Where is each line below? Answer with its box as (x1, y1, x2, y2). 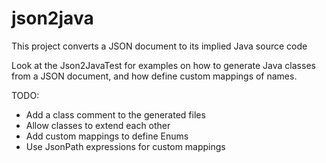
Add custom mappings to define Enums (25, 130, 189, 142)
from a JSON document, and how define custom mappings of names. (11, 70, 298, 82)
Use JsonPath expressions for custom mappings (25, 140, 226, 152)
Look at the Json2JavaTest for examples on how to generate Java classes (11, 59, 316, 71)
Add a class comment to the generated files (25, 108, 206, 121)
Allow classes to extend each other (25, 119, 171, 131)
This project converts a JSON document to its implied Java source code (11, 40, 308, 52)
